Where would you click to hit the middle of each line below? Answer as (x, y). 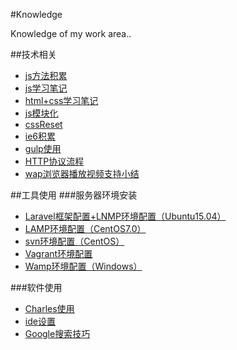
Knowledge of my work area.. (71, 33)
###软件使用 (36, 287)
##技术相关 (33, 54)
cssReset (43, 124)
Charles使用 (49, 308)
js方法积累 (46, 75)
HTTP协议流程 (54, 161)
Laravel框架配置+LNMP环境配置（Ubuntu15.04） (125, 216)
